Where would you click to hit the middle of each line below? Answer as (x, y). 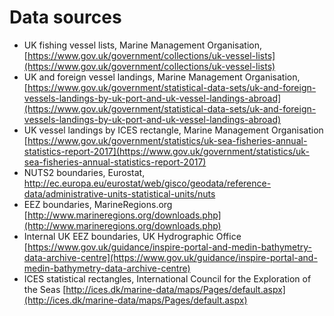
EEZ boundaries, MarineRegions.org (98, 204)
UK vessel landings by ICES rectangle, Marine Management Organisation (173, 130)
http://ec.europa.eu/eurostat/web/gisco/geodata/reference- (147, 183)
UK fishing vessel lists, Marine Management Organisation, (143, 45)
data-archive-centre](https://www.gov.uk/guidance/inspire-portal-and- (170, 257)
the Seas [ (45, 289)
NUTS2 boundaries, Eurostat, (84, 172)
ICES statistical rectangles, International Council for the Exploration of (167, 278)
